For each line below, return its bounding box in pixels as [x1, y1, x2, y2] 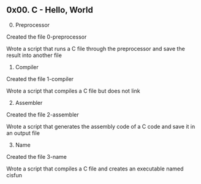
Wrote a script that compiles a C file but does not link [6, 87, 140, 94]
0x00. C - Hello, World [6, 5, 93, 15]
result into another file [6, 52, 63, 59]
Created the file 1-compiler [6, 75, 74, 82]
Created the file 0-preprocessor [6, 33, 87, 40]
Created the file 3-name [6, 153, 67, 160]
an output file [6, 129, 40, 137]
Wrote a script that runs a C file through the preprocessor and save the [6, 45, 185, 52]
